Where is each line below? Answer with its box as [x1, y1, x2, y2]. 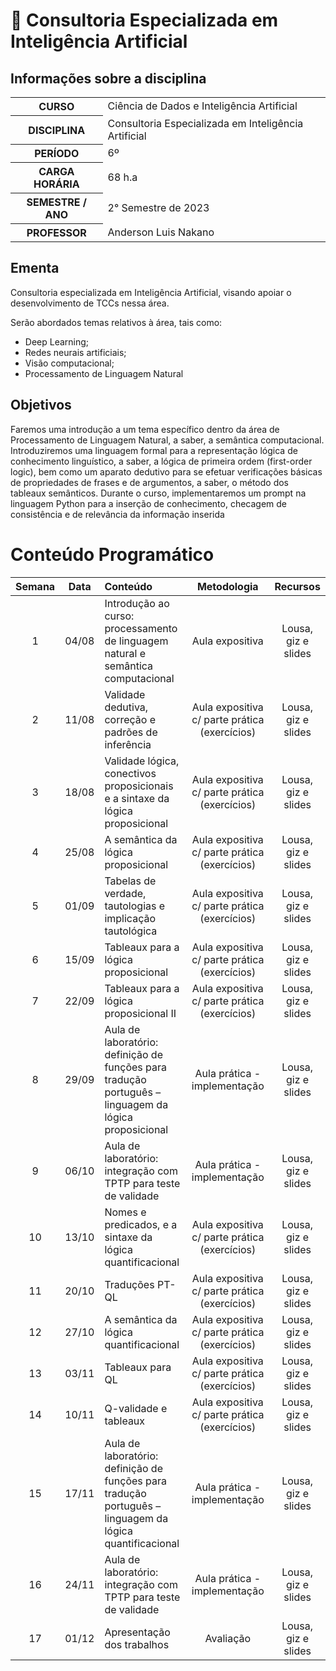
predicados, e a [104, 1217, 178, 1231]
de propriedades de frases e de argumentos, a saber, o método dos [10, 476, 290, 488]
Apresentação [104, 1625, 171, 1639]
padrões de [104, 725, 158, 739]
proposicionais [104, 779, 174, 793]
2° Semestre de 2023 [107, 201, 210, 214]
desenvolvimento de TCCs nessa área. [10, 297, 170, 309]
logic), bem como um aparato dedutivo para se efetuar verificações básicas [10, 465, 323, 478]
